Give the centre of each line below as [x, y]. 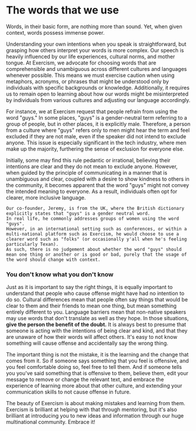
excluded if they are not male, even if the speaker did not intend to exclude [96, 136]
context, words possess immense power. [55, 32]
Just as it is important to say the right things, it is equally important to [90, 287]
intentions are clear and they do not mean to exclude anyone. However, [92, 166]
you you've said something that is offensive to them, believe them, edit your [97, 374]
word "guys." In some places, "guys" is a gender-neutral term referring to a [97, 117]
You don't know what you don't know [60, 274]
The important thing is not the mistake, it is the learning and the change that [97, 355]
